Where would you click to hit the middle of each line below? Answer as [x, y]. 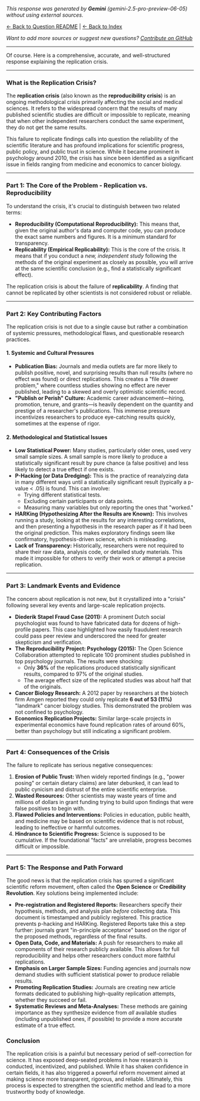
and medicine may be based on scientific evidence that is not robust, [99, 821]
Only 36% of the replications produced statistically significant [99, 667]
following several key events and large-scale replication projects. [86, 605]
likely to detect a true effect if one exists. [65, 470]
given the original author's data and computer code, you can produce [100, 230]
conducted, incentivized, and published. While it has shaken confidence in [97, 1066]
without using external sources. [45, 15]
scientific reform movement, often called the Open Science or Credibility [96, 887]
